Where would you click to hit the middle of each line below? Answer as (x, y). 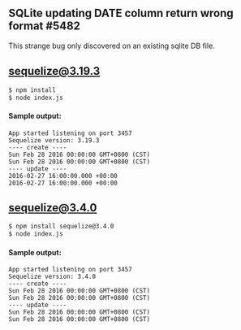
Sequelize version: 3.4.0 (52, 277)
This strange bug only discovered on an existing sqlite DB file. (112, 46)
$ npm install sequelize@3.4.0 (61, 227)
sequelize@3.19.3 (54, 71)
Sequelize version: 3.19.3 (54, 140)
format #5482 (45, 26)
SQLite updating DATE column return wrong (121, 13)
